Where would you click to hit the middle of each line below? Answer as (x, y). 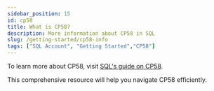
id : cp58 (20, 20)
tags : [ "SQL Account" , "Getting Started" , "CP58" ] (81, 46)
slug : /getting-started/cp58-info (58, 40)
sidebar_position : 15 (39, 14)
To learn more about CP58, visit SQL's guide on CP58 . (85, 66)
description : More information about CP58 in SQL (81, 33)
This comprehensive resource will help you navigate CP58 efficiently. (107, 80)
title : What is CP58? (39, 27)
